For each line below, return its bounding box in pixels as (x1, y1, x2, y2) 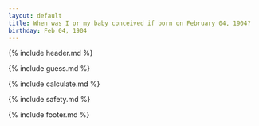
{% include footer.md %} (8, 110, 90, 120)
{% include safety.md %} (8, 95, 91, 104)
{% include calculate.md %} (8, 79, 100, 89)
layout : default (8, 11, 62, 20)
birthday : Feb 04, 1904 (8, 26, 88, 34)
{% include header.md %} (8, 49, 93, 58)
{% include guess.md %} (8, 64, 90, 73)
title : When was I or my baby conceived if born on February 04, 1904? (8, 19, 251, 27)
